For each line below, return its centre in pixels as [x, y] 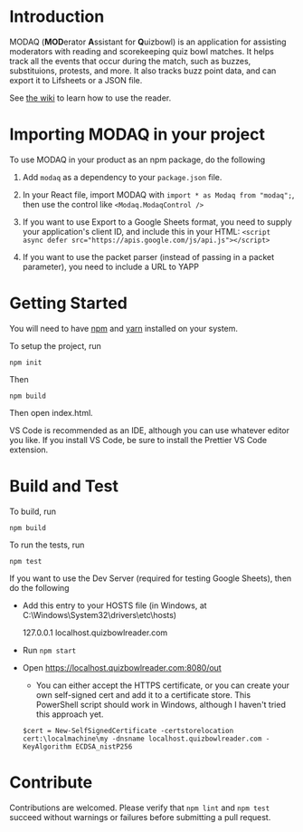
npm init [26, 363]
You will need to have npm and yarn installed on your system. [123, 328]
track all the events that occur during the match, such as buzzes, [130, 61]
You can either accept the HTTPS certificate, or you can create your [163, 685]
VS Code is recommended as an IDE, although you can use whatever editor [149, 430]
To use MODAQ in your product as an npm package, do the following [137, 160]
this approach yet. [70, 714]
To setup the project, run [56, 345]
